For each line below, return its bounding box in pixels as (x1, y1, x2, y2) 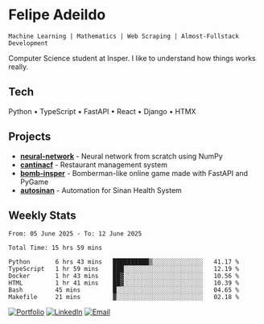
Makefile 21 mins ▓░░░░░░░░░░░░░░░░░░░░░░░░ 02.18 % (8, 293, 240, 301)
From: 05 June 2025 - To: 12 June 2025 (8, 230, 142, 238)
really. (8, 62, 29, 72)
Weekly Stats (8, 208, 76, 222)
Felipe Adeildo (8, 6, 106, 24)
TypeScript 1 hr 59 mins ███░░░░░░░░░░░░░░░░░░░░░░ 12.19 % (8, 265, 240, 273)
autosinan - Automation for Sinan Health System (19, 185, 183, 195)
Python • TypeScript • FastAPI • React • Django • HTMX (8, 106, 196, 116)
